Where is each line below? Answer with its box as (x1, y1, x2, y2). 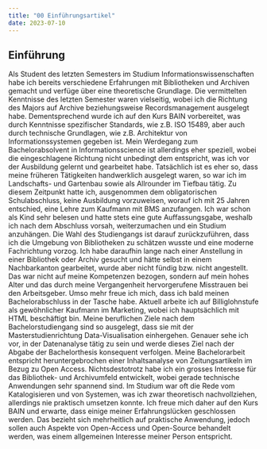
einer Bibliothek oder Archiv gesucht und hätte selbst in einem (8, 255, 212, 264)
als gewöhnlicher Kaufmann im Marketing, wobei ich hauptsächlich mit (8, 305, 240, 315)
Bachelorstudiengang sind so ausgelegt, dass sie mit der (8, 322, 194, 332)
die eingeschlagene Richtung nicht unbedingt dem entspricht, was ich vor (8, 154, 250, 163)
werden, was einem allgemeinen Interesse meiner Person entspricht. (8, 432, 233, 441)
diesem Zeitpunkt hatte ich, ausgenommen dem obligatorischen (8, 187, 217, 197)
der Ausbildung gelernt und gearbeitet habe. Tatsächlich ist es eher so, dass (8, 162, 258, 171)
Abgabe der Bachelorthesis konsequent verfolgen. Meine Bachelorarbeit (8, 347, 246, 357)
